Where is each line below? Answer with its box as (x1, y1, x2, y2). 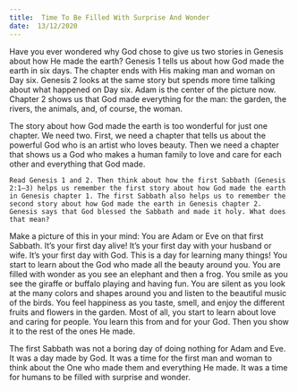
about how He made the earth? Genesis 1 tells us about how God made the (9, 55, 285, 66)
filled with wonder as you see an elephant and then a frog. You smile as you (9, 268, 288, 279)
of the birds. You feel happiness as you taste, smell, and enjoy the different (9, 297, 285, 308)
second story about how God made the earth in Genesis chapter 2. (9, 199, 262, 208)
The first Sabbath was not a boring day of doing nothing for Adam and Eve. (9, 343, 286, 353)
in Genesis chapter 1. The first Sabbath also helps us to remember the (9, 191, 286, 200)
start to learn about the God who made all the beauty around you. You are (9, 259, 281, 269)
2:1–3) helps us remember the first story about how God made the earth (9, 183, 286, 192)
